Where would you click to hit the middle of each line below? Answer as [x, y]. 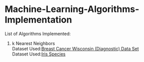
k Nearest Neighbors [33, 43]
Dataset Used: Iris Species [39, 54]
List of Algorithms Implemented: [38, 33]
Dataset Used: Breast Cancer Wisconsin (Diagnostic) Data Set [75, 48]
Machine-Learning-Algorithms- [72, 9]
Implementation [38, 20]
